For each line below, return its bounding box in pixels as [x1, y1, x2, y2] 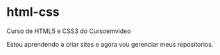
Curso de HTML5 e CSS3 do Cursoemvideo [6, 27, 131, 35]
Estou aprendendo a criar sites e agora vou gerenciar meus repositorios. [6, 40, 214, 48]
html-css [6, 4, 60, 20]
